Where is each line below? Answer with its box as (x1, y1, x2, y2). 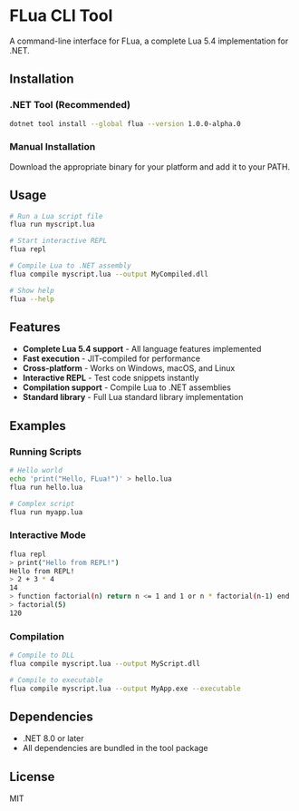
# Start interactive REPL (9, 237, 107, 246)
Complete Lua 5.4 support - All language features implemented (22, 344, 262, 355)
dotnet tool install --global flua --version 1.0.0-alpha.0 (9, 119, 242, 128)
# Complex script (9, 499, 75, 508)
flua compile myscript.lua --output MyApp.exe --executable (9, 684, 242, 693)
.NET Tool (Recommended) (9, 99, 131, 112)
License (9, 768, 55, 785)
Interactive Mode (9, 529, 86, 542)
